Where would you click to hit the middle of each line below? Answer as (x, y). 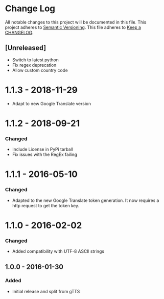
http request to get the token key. (46, 205)
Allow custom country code (40, 70)
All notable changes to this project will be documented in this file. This (76, 22)
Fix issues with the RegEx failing (45, 154)
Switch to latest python (35, 60)
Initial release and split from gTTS (46, 291)
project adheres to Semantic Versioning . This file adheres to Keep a (73, 27)
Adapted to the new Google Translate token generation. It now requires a (85, 200)
